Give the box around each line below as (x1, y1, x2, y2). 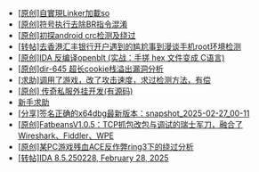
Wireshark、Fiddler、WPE (17, 130, 114, 141)
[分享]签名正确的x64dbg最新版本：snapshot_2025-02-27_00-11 (17, 108, 250, 119)
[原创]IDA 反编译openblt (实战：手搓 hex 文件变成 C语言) (17, 53, 225, 62)
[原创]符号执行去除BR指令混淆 (17, 19, 128, 29)
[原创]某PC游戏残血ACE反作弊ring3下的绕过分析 (17, 142, 194, 152)
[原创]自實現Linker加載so (17, 8, 110, 18)
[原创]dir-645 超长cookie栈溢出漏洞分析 (17, 63, 165, 74)
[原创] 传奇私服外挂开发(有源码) (17, 86, 134, 96)
